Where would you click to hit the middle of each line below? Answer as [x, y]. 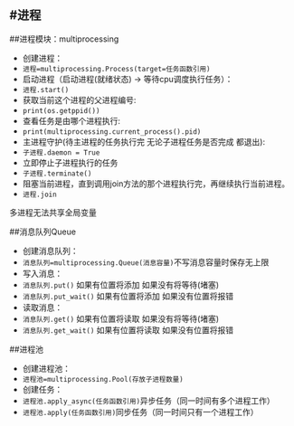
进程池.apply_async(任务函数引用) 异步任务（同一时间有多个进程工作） [149, 401]
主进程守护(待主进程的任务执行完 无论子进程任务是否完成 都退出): [143, 141]
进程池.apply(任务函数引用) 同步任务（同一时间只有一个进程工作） [141, 412]
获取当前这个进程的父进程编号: [79, 99]
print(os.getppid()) [61, 110]
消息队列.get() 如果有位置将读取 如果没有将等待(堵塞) [121, 318]
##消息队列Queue [43, 232]
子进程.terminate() [57, 174]
